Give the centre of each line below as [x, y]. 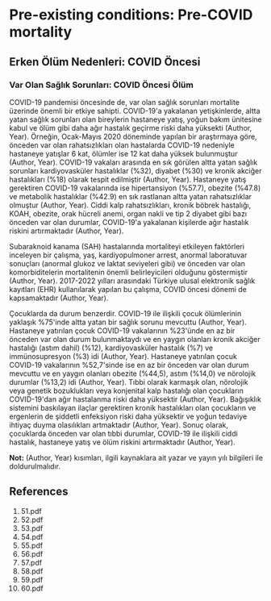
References [39, 492]
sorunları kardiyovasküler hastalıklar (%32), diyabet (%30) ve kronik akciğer [135, 170]
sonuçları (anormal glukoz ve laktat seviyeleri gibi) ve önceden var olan [127, 263]
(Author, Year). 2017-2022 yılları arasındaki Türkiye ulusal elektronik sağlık [132, 281]
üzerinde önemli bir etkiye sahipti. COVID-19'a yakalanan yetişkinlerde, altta [135, 111]
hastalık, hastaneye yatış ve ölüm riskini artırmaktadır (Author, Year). [123, 442]
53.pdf [32, 528]
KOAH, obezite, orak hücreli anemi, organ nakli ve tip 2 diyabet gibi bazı [128, 213]
